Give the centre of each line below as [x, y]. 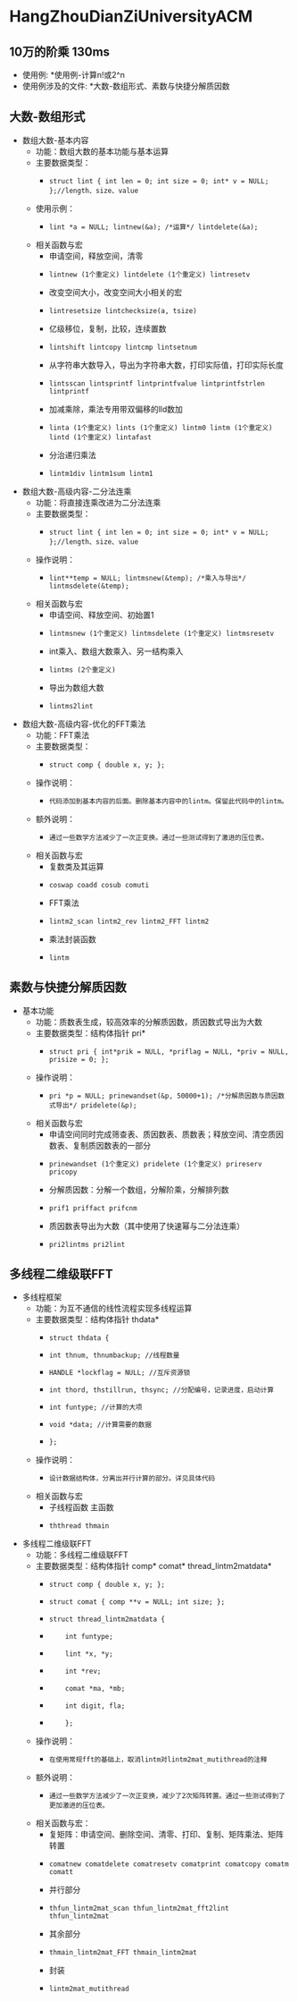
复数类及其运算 [76, 866]
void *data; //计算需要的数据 [100, 1425]
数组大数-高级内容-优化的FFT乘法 [84, 724]
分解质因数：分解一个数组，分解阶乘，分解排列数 [139, 1189]
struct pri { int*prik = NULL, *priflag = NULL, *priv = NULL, [169, 1052]
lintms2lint [71, 706]
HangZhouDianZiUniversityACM [131, 17]
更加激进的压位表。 [79, 1806]
